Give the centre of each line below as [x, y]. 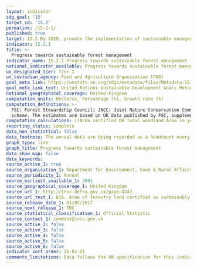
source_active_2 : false [35, 224]
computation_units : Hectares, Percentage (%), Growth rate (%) [85, 99]
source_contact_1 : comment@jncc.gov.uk [55, 219]
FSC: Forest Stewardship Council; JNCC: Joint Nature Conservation [96, 110]
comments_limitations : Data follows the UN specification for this [90, 257]
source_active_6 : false [35, 246]
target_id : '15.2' [28, 22]
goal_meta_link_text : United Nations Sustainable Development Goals [91, 88]
